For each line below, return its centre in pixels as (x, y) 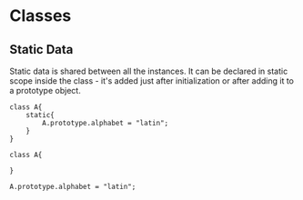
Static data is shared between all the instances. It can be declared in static (149, 71)
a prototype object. (45, 90)
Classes (40, 16)
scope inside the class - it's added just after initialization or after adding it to (151, 81)
